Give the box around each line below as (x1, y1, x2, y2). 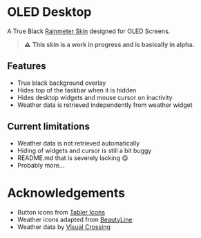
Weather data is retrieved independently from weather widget (17, 101, 193, 109)
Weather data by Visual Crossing (17, 222, 111, 231)
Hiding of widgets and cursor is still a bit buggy (17, 146, 152, 155)
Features (7, 60, 46, 72)
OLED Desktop (7, 4, 92, 20)
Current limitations (7, 121, 90, 132)
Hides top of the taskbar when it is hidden (17, 86, 137, 94)
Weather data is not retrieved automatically (17, 139, 140, 147)
